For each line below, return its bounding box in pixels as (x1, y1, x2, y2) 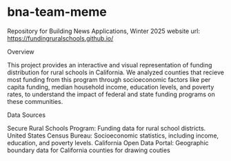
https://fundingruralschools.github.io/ (7, 34, 114, 42)
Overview (7, 47, 34, 56)
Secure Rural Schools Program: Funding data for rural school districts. (7, 124, 206, 132)
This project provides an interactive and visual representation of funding (7, 61, 212, 69)
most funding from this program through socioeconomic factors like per (7, 75, 211, 83)
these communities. (7, 97, 63, 105)
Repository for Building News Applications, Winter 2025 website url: (7, 27, 200, 35)
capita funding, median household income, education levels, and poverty (7, 83, 214, 91)
